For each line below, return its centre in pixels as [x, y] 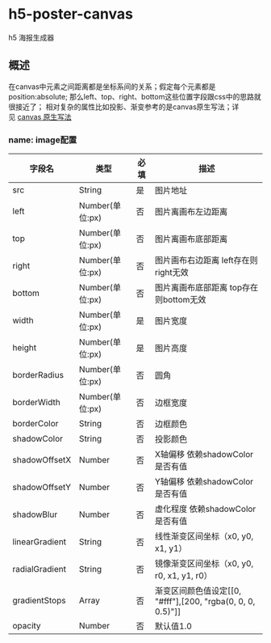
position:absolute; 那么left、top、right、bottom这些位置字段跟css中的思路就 [135, 96]
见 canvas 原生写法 [40, 116]
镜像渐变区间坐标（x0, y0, [204, 564]
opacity [27, 626]
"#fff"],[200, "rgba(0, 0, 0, [205, 602]
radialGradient [40, 569]
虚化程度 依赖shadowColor [205, 509]
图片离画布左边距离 [191, 212]
